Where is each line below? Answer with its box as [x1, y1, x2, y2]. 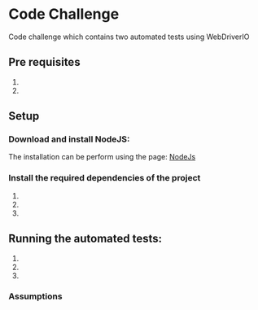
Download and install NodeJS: [8, 133, 130, 145]
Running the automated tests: [8, 232, 163, 246]
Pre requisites [8, 55, 81, 69]
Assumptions [8, 290, 63, 302]
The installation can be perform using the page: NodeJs [8, 152, 196, 162]
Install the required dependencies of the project [8, 172, 201, 184]
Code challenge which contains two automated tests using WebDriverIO [8, 32, 250, 41]
